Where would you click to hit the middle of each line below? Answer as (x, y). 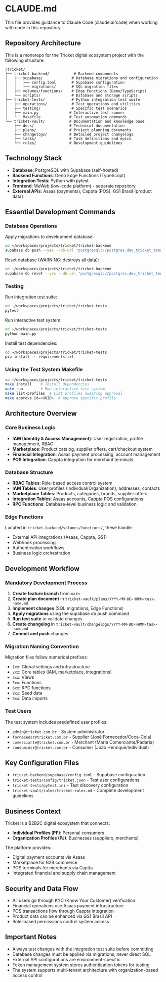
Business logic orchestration (41, 553)
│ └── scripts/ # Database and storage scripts (72, 95)
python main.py (21, 334)
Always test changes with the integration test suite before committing (83, 949)
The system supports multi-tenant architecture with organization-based (85, 970)
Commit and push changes (40, 633)
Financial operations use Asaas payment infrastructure (68, 905)
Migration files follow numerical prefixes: (46, 657)
